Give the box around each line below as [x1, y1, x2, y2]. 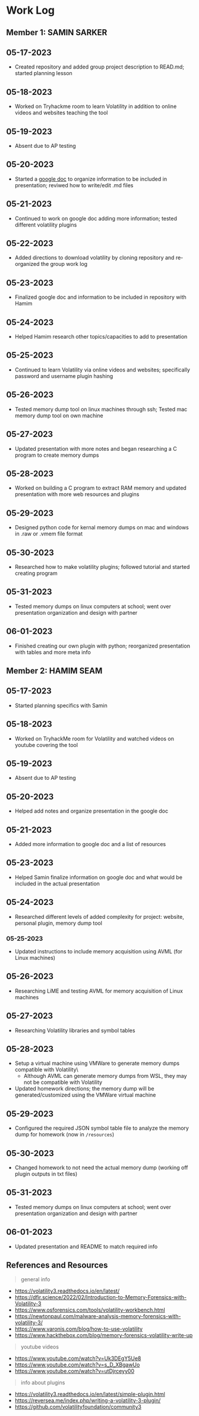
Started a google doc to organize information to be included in [14, 175, 168, 182]
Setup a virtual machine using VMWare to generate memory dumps [14, 1059, 180, 1067]
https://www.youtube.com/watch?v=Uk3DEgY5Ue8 [14, 1355, 141, 1362]
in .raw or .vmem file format [14, 530, 83, 537]
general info [20, 1276, 50, 1283]
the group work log [40, 261, 88, 268]
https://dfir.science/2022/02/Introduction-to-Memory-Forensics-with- [14, 1294, 187, 1301]
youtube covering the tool [14, 741, 78, 748]
